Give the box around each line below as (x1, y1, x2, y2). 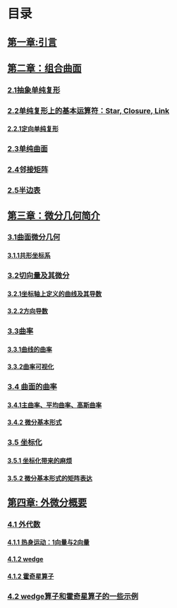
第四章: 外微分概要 (7, 496, 87, 508)
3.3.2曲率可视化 (7, 362, 54, 371)
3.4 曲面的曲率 (7, 382, 58, 392)
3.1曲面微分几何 (7, 232, 61, 242)
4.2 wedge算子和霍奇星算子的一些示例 (7, 591, 139, 601)
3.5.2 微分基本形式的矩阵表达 (7, 474, 93, 482)
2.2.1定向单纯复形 (7, 124, 59, 133)
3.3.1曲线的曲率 (7, 345, 53, 353)
